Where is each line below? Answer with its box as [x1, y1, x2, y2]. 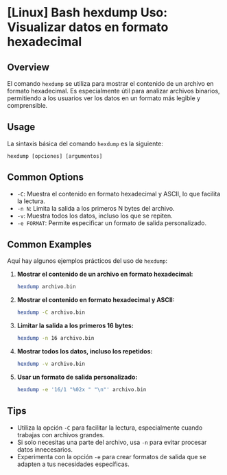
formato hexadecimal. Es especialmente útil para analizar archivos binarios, [7, 87, 221, 95]
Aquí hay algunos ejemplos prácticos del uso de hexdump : [7, 257, 168, 265]
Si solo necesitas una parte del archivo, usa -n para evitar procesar [16, 438, 207, 446]
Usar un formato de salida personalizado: [16, 373, 138, 381]
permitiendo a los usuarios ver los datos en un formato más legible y [7, 94, 201, 102]
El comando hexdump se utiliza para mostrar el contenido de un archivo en [7, 80, 214, 87]
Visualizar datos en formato [7, 19, 169, 35]
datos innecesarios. [16, 445, 73, 454]
